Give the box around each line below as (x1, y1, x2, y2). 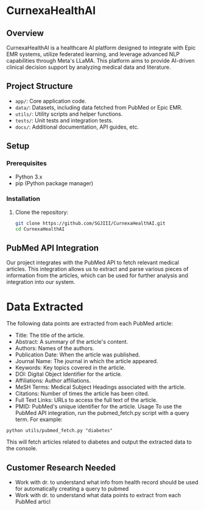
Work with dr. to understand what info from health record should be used (15, 479, 199, 486)
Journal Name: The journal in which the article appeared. (15, 358, 158, 365)
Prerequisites (6, 159, 47, 168)
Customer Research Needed (6, 462, 116, 473)
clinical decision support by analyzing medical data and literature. (6, 63, 171, 71)
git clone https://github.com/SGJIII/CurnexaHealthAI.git (15, 220, 166, 226)
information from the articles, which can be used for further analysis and (6, 272, 189, 279)
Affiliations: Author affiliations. (15, 377, 91, 384)
